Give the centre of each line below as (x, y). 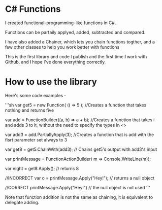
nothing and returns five (30, 110)
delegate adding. (22, 202)
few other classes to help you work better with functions (62, 47)
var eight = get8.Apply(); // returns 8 (42, 168)
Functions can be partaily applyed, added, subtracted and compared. (75, 32)
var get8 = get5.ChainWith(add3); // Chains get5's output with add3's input (81, 149)
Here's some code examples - (36, 95)
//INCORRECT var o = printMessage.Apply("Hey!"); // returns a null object (80, 178)
